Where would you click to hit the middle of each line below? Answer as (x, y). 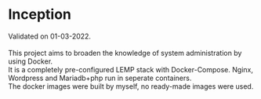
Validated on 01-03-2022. (50, 36)
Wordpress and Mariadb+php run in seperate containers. (100, 78)
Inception (40, 15)
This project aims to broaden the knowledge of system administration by (125, 53)
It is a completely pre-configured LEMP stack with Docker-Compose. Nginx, (130, 69)
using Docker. (31, 61)
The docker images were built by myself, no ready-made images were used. (131, 86)
